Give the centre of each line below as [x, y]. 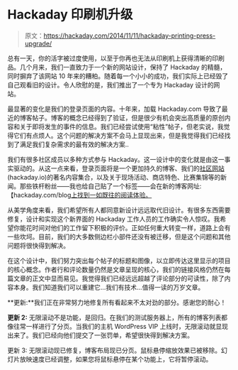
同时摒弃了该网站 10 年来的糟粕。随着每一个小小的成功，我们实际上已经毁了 [118, 76]
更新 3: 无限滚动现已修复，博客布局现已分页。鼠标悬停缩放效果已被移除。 [114, 350]
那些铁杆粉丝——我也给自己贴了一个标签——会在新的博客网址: [110, 186]
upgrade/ [38, 43]
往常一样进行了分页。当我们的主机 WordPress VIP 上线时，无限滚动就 [114, 326]
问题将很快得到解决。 [38, 245]
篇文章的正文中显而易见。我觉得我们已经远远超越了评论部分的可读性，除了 [116, 278]
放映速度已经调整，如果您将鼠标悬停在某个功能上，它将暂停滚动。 [116, 359]
